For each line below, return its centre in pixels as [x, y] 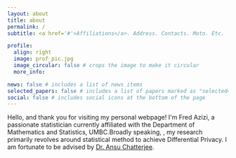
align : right [33, 52]
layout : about [28, 14]
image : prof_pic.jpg [44, 59]
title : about [26, 20]
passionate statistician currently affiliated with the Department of [101, 125]
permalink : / [26, 27]
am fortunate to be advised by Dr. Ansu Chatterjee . [81, 147]
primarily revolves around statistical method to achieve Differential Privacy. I [117, 140]
